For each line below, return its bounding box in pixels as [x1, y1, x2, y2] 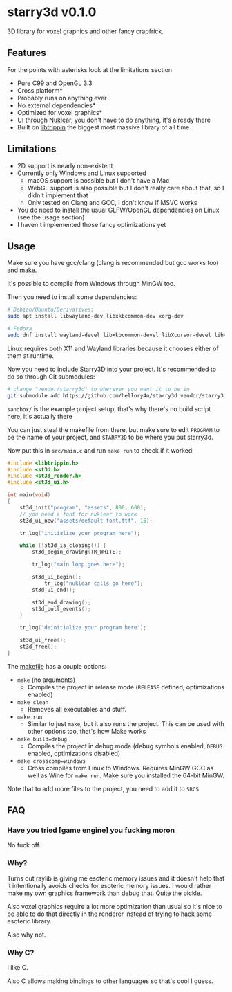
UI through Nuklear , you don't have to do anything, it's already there [17, 116, 211, 124]
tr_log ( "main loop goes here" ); [32, 561, 126, 568]
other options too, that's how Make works [27, 727, 146, 735]
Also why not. [7, 930, 46, 939]
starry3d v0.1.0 [7, 4, 97, 20]
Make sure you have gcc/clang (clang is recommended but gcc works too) [7, 259, 219, 267]
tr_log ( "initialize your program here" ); [19, 530, 140, 536]
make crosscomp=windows [17, 757, 86, 765]
